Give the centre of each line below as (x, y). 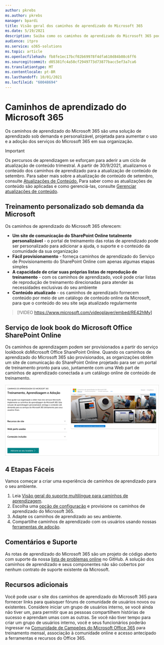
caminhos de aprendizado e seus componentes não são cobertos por (75, 564)
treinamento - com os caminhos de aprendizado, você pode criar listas (84, 277)
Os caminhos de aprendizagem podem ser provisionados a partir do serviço (82, 347)
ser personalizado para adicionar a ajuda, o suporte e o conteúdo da (81, 246)
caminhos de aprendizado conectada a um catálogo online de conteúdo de (81, 373)
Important (15, 151)
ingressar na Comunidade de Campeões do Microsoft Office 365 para (75, 627)
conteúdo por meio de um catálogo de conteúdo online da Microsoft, (81, 298)
